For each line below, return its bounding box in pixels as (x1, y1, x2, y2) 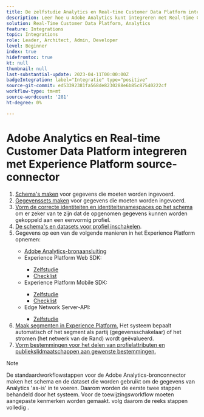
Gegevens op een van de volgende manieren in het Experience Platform (15, 229, 195, 237)
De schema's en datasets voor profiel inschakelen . (15, 223, 142, 230)
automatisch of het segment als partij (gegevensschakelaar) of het (15, 328, 182, 335)
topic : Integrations (6, 32, 59, 38)
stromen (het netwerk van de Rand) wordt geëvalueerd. (15, 335, 154, 342)
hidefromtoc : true (6, 54, 53, 60)
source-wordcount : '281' (6, 94, 69, 100)
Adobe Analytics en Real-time (6, 131, 161, 145)
